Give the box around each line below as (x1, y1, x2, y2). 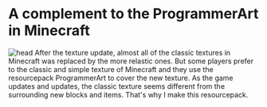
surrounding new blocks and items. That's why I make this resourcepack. (8, 90, 249, 99)
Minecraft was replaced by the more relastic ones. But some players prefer (8, 56, 254, 66)
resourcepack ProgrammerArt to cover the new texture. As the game (8, 73, 234, 82)
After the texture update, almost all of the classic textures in (34, 48, 231, 57)
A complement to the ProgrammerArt (8, 5, 259, 23)
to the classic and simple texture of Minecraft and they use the (8, 64, 214, 74)
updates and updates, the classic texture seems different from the (8, 81, 226, 91)
